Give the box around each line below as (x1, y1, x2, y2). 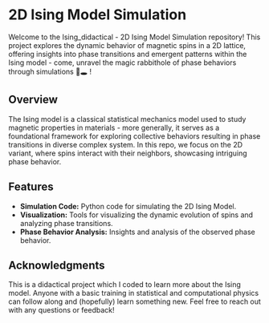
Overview (8, 93, 59, 107)
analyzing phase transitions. (19, 218, 114, 228)
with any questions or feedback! (8, 305, 115, 315)
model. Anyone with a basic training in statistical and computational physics (8, 289, 259, 298)
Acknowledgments (8, 258, 106, 272)
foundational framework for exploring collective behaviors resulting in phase (8, 131, 261, 141)
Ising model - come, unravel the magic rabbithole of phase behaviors (8, 58, 237, 67)
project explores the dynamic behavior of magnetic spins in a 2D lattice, (8, 40, 247, 50)
